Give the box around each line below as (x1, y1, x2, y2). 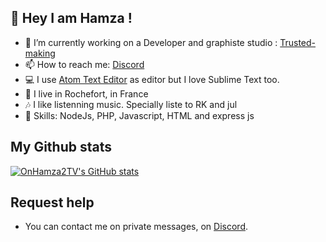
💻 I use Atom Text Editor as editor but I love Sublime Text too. (24, 73, 280, 85)
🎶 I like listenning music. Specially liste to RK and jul (24, 98, 238, 110)
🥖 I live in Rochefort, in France (24, 87, 149, 100)
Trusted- (279, 36, 317, 48)
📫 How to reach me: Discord (24, 58, 145, 70)
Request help (10, 194, 95, 211)
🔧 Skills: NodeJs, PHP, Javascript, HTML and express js (24, 109, 255, 121)
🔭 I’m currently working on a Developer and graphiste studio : (24, 36, 278, 48)
